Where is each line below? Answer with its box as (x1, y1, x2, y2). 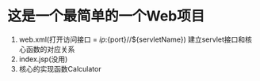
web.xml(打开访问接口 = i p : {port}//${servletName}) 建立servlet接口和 (18, 35, 246, 44)
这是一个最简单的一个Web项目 (7, 7, 205, 25)
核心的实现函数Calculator (18, 64, 101, 73)
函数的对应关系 (25, 44, 75, 53)
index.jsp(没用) (18, 54, 68, 64)
